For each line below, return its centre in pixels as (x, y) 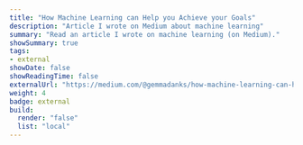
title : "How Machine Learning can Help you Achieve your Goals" (133, 18)
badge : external (40, 101)
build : (22, 110)
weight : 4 (28, 93)
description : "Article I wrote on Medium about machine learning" (137, 26)
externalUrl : (34, 85)
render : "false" (48, 118)
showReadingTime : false (54, 77)
